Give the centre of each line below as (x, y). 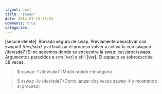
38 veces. (15, 62)
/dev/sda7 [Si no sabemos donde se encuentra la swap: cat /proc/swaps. (78, 52)
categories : (17, 28)
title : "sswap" (20, 14)
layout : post (18, 9)
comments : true (20, 23)
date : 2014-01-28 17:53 (29, 19)
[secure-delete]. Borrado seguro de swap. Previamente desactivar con (76, 41)
